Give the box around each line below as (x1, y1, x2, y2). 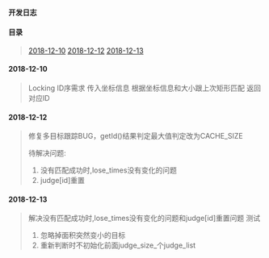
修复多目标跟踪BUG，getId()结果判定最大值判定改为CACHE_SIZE (27, 131, 244, 141)
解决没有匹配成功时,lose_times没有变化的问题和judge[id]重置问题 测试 (27, 214, 261, 223)
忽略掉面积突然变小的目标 (40, 231, 126, 240)
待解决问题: (27, 148, 66, 158)
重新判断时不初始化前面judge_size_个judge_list (40, 240, 196, 250)
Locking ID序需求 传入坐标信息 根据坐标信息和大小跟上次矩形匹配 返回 (27, 83, 261, 93)
